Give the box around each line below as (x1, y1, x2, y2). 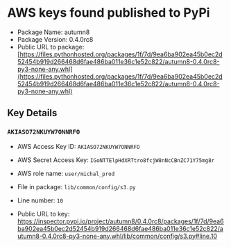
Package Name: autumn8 (17, 28, 90, 36)
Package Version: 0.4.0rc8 (17, 35, 94, 43)
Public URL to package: (17, 42, 85, 51)
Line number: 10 (17, 196, 64, 205)
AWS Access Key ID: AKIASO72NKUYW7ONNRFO (17, 142, 140, 150)
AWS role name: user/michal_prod (17, 169, 115, 177)
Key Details (7, 107, 58, 119)
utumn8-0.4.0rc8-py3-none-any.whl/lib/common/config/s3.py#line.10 (17, 232, 217, 240)
